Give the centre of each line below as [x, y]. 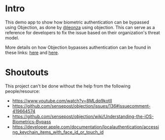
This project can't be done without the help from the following [68, 86]
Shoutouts [27, 72]
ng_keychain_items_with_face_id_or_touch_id [58, 132]
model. [12, 38]
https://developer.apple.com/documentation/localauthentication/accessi [85, 127]
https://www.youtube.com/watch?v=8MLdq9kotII [62, 101]
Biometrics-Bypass [32, 121]
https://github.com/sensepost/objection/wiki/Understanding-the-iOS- [83, 116]
